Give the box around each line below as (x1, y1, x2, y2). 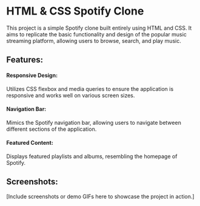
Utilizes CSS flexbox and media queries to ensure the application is (6, 85, 174, 92)
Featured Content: (6, 139, 53, 147)
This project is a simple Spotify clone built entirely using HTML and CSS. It (6, 24, 192, 32)
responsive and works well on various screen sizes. (6, 91, 135, 99)
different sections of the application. (6, 125, 97, 133)
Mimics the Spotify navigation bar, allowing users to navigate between (6, 119, 182, 126)
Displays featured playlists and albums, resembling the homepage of (6, 153, 178, 160)
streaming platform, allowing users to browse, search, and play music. (6, 37, 182, 44)
